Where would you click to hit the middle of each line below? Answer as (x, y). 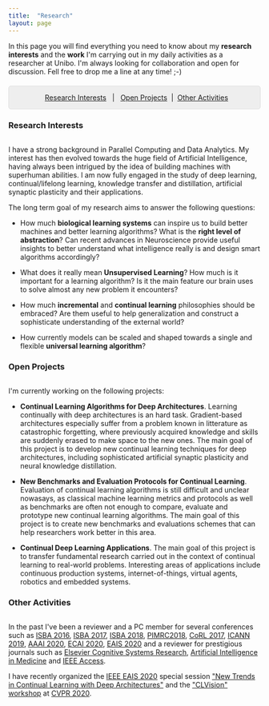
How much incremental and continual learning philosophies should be (137, 305)
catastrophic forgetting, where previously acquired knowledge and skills (139, 432)
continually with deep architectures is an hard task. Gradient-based (131, 415)
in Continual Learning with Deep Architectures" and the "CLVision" (118, 685)
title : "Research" (41, 16)
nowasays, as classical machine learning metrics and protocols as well (137, 499)
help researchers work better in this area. (88, 532)
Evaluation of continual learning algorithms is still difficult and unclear (134, 490)
